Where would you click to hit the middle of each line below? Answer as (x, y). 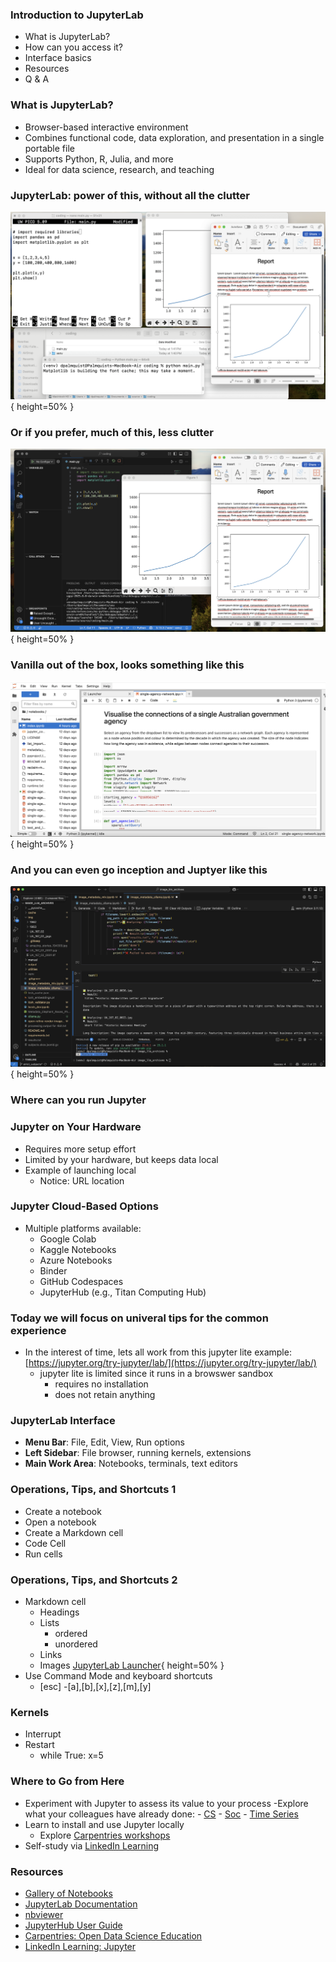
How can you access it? (74, 47)
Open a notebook (60, 1522)
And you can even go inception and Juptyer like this (139, 870)
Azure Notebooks (76, 1260)
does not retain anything (105, 1395)
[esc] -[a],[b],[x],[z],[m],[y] (95, 1687)
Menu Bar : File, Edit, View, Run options (104, 1442)
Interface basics (58, 58)
